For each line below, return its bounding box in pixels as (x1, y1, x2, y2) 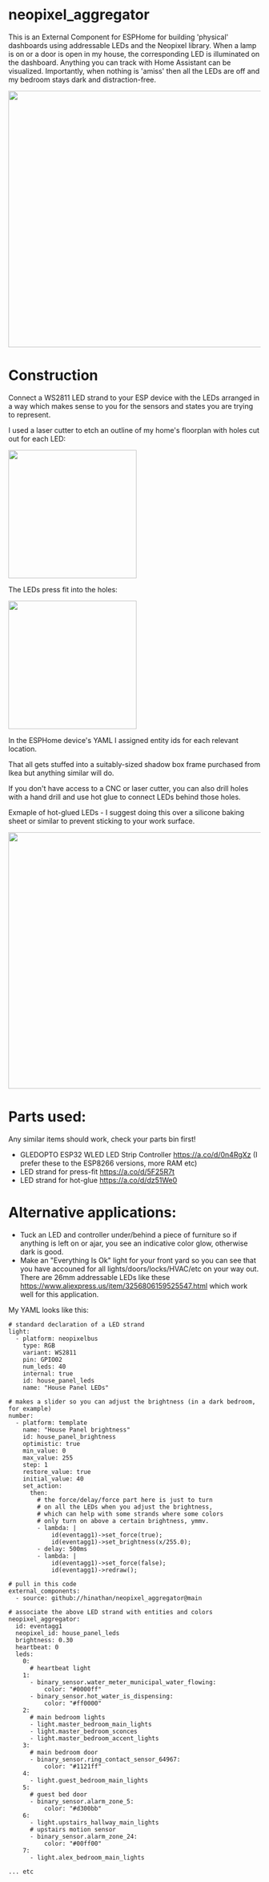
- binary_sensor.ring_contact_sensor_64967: (29, 1755, 181, 1763)
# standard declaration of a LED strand (8, 1320, 146, 1328)
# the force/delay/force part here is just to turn (37, 1496, 214, 1504)
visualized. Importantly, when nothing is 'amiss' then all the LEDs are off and (8, 66, 260, 75)
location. (8, 744, 38, 753)
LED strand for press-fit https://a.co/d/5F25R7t (19, 1166, 175, 1176)
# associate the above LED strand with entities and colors (8, 1608, 214, 1616)
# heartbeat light (29, 1664, 91, 1672)
